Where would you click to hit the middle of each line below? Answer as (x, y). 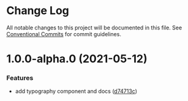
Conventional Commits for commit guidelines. (64, 34)
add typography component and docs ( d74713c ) (76, 91)
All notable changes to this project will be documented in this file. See (94, 28)
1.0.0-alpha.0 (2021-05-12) (77, 59)
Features (20, 78)
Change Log (38, 11)
